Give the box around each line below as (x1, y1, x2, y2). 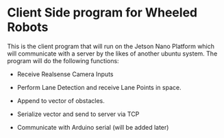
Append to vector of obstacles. (16, 96, 105, 104)
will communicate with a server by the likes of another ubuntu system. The (7, 49, 218, 58)
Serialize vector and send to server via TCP (16, 110, 140, 118)
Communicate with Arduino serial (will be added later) (16, 123, 169, 131)
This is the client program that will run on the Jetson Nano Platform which (7, 42, 214, 50)
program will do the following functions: (7, 56, 119, 65)
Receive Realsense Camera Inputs (16, 70, 114, 78)
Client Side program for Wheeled (7, 5, 197, 21)
